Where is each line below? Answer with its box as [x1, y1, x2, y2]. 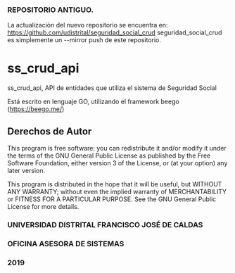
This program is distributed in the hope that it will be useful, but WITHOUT [7, 180, 222, 189]
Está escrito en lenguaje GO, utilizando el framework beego [7, 97, 179, 106]
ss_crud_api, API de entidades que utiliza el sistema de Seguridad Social [7, 84, 217, 92]
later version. [7, 167, 46, 175]
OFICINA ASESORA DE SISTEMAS [7, 239, 125, 248]
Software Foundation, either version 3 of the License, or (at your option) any [7, 159, 228, 167]
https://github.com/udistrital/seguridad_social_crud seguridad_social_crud [7, 28, 222, 37]
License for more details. [7, 203, 80, 211]
